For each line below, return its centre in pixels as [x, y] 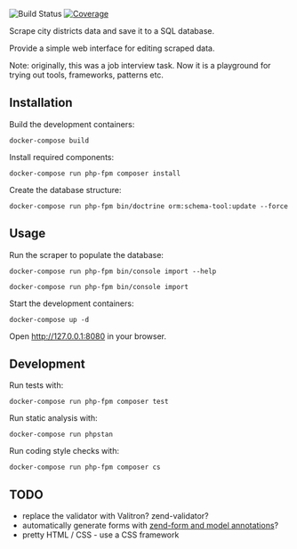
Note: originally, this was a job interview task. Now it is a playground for [140, 65]
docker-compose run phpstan [61, 435]
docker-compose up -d [49, 319]
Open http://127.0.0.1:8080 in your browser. [88, 336]
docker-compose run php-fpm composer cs [85, 467]
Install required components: [61, 157]
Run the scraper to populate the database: [87, 254]
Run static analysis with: [53, 418]
